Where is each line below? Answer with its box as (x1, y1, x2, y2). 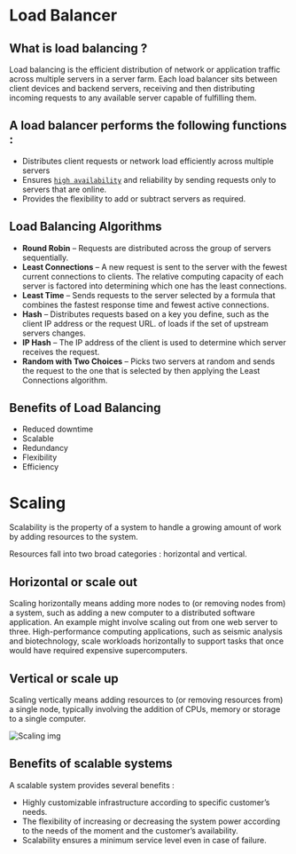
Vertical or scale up (9, 671, 120, 686)
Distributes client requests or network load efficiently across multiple (21, 155, 275, 166)
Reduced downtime (21, 423, 94, 435)
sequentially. (21, 252, 69, 263)
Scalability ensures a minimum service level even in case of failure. (21, 834, 268, 845)
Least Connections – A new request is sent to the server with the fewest (21, 261, 288, 272)
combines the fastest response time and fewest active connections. (21, 299, 269, 310)
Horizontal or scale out (9, 574, 137, 589)
